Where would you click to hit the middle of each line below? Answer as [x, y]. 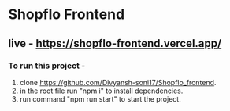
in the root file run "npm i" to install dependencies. [101, 91]
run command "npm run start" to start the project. [100, 98]
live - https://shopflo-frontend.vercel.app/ [115, 43]
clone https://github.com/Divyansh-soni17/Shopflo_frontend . [118, 82]
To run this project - [47, 66]
